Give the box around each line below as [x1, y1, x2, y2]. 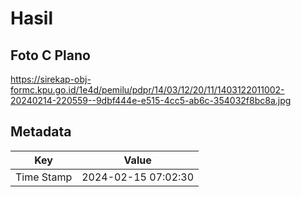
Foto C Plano [10, 47, 91, 64]
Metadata [10, 123, 72, 141]
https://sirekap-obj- [10, 73, 92, 85]
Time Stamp [15, 170, 73, 184]
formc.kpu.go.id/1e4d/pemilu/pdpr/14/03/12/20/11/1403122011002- [10, 84, 285, 96]
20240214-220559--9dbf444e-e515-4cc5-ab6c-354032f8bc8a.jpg [10, 95, 292, 106]
